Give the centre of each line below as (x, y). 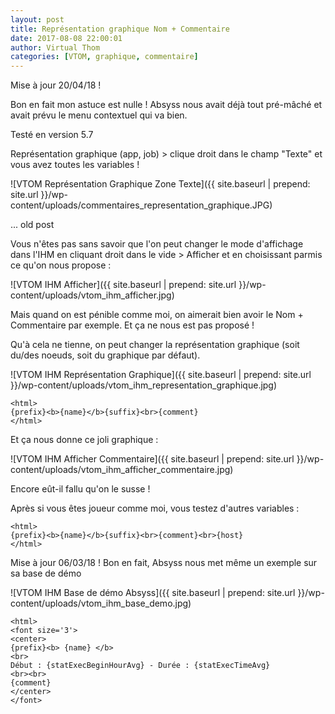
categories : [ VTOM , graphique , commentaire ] (104, 57)
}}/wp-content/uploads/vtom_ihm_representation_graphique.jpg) (144, 385)
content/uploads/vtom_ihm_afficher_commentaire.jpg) (122, 470)
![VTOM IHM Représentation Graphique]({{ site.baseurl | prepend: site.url (161, 375)
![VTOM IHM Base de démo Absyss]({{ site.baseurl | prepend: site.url (153, 593)
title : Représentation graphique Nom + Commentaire (120, 29)
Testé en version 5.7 (52, 135)
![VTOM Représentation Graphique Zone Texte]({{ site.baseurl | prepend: (160, 184)
